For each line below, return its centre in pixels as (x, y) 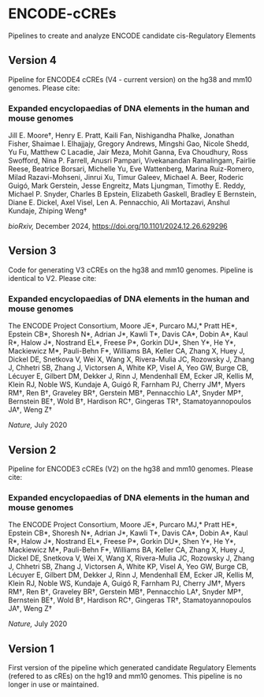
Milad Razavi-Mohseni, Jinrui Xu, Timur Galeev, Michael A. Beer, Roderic (126, 178)
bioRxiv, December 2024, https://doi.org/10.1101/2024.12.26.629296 (118, 227)
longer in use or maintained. (54, 684)
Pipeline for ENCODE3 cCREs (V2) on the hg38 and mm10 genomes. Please (131, 468)
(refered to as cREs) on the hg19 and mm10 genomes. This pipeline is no (125, 676)
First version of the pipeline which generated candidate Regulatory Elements (132, 668)
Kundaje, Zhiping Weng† (48, 211)
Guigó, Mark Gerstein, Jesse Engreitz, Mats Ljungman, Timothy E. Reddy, (127, 185)
